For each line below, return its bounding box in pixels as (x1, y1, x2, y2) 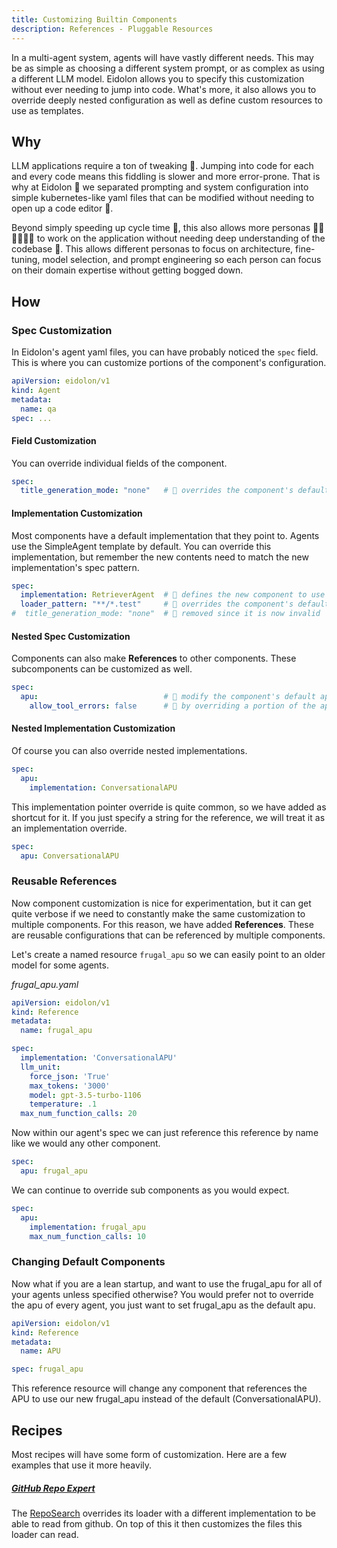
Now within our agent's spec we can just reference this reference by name (11, 1127, 319, 1139)
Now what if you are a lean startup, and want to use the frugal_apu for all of (11, 1277, 323, 1290)
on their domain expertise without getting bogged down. (11, 264, 244, 276)
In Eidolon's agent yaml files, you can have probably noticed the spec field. (11, 346, 319, 358)
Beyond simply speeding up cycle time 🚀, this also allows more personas (11, 222, 311, 234)
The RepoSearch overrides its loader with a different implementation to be (11, 1507, 316, 1519)
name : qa (20, 404, 57, 414)
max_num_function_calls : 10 (29, 1231, 146, 1241)
